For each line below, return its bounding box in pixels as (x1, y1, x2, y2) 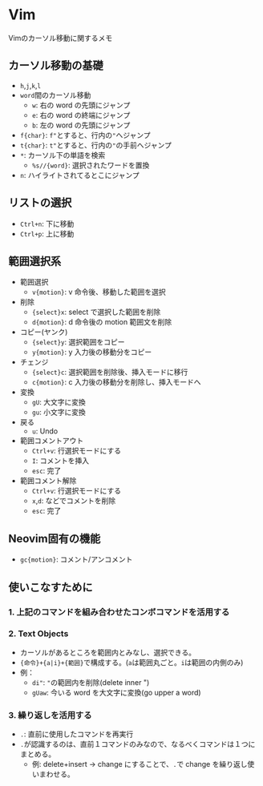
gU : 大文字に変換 (31, 397, 86, 407)
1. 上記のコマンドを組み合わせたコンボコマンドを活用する (8, 607, 230, 618)
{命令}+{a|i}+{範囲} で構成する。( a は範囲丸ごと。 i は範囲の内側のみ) (19, 657, 244, 667)
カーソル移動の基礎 (8, 58, 103, 73)
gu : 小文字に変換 (31, 407, 86, 417)
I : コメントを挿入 (31, 456, 90, 466)
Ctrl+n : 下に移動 (19, 219, 75, 228)
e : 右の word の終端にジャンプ (31, 110, 131, 119)
